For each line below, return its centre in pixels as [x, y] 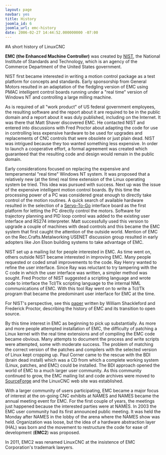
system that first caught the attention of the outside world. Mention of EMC [82, 232]
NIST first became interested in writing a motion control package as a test [80, 76]
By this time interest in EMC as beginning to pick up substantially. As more [81, 323]
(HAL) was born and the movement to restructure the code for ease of [77, 427]
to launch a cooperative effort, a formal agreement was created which [76, 149]
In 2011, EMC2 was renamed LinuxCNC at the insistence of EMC [70, 442]
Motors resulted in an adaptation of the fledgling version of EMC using [77, 87]
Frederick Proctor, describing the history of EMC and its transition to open [80, 308]
